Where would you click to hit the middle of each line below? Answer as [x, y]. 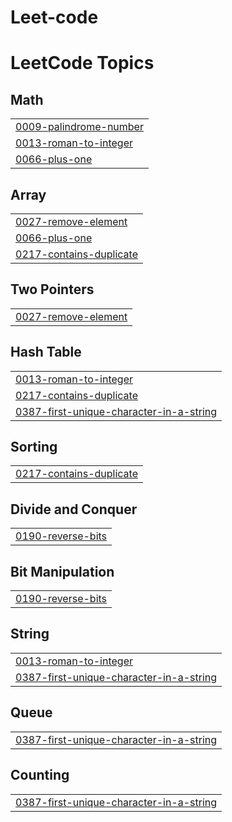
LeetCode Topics [82, 63]
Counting [40, 775]
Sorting [34, 447]
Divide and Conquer [74, 509]
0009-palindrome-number [79, 127]
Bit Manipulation [62, 571]
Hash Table [46, 352]
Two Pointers [52, 289]
